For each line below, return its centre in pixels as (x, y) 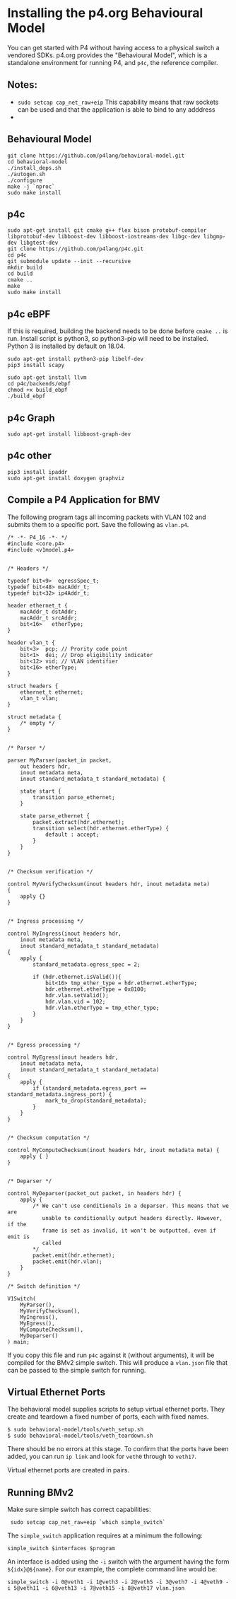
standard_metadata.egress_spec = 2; (87, 964)
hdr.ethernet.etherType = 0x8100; (96, 989)
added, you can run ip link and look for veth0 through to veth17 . (102, 1456)
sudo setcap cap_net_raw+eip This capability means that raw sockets (118, 102)
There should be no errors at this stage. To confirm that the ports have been (118, 1449)
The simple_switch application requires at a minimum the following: (105, 1535)
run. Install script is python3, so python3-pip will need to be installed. (108, 339)
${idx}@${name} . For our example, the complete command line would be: (112, 1569)
